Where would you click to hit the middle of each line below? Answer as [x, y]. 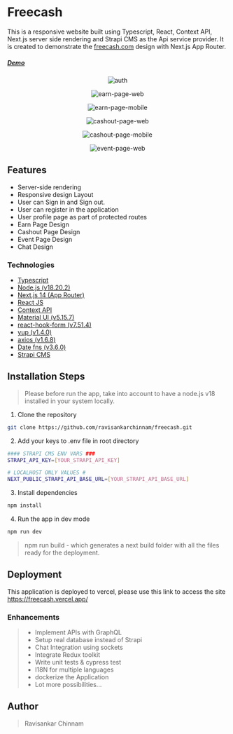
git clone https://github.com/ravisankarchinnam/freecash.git [100, 427]
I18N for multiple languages [74, 670]
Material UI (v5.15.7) [46, 318]
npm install [24, 505]
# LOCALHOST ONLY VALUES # [47, 473]
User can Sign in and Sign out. [61, 202]
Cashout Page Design [49, 231]
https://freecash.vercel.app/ [48, 599]
